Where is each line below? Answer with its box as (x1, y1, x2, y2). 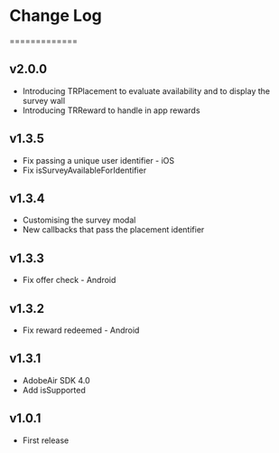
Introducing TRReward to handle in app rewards (22, 105, 200, 116)
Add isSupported (22, 384, 86, 395)
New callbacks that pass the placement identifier (22, 224, 205, 235)
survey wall (22, 95, 66, 106)
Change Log (9, 5, 102, 26)
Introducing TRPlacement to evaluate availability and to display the (22, 85, 271, 96)
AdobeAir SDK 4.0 (22, 374, 90, 385)
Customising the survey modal (22, 214, 136, 226)
